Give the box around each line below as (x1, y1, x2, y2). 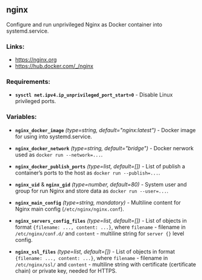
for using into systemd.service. (14, 133, 92, 140)
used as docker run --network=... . (14, 151, 103, 158)
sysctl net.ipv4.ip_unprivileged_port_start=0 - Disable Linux (14, 91, 173, 98)
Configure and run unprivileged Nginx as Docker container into (6, 21, 163, 28)
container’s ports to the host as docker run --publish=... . (14, 169, 160, 176)
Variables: (6, 113, 37, 121)
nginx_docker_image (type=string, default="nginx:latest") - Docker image (14, 126, 196, 133)
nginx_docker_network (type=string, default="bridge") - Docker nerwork (14, 144, 194, 151)
